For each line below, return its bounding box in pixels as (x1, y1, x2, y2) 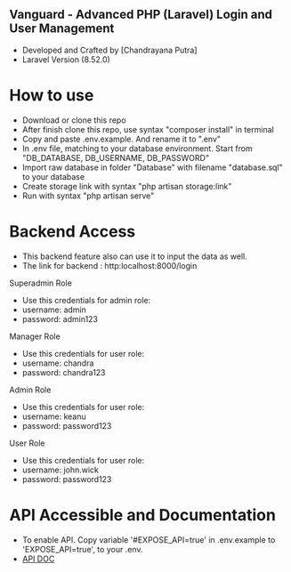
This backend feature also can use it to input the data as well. (21, 251, 247, 262)
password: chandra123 (21, 367, 106, 377)
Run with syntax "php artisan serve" (21, 190, 155, 201)
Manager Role (9, 331, 61, 342)
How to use (9, 85, 94, 105)
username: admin (21, 304, 87, 315)
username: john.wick (21, 464, 100, 475)
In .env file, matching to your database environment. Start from (21, 142, 254, 154)
